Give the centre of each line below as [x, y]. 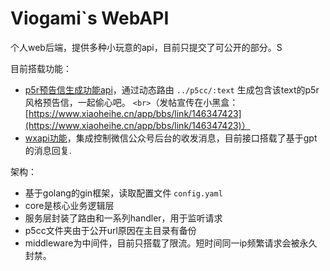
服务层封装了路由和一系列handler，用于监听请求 [123, 218]
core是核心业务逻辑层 [69, 205]
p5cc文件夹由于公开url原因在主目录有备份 [110, 230]
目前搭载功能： [41, 68]
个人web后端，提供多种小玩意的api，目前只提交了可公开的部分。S [146, 47]
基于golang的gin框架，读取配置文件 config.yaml [123, 193]
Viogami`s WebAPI [90, 18]
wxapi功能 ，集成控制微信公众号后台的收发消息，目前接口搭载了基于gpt [171, 138]
